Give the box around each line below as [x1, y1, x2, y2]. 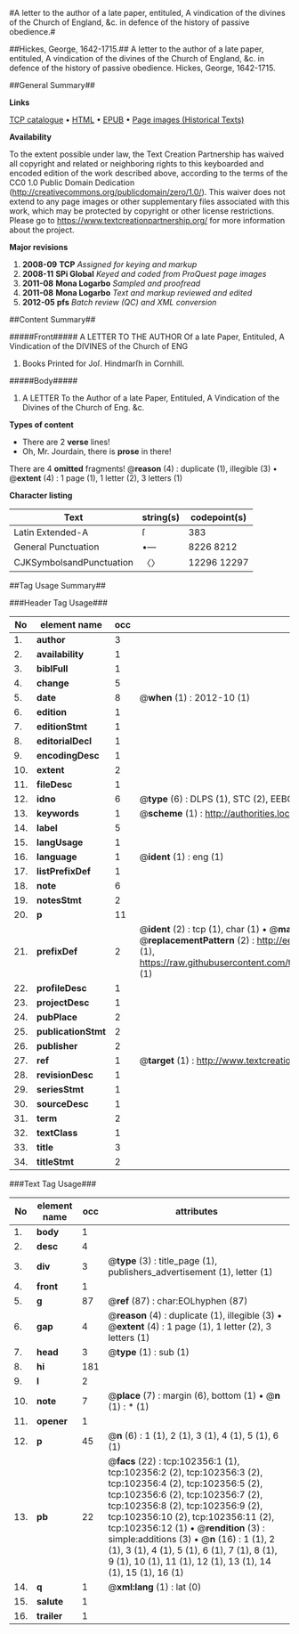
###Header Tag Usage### [9, 598, 109, 608]
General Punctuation [13, 541, 100, 553]
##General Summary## [9, 80, 95, 90]
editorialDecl [36, 735, 92, 747]
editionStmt [36, 720, 87, 733]
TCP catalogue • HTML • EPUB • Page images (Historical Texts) [9, 115, 245, 125]
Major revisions [9, 242, 69, 252]
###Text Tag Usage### [9, 1179, 97, 1189]
